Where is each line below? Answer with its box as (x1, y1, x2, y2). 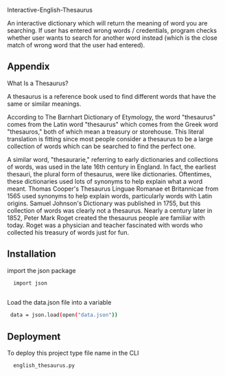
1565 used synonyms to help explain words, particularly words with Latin (7, 191, 213, 200)
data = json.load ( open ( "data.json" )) (10, 312, 118, 318)
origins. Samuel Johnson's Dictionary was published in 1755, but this (7, 199, 201, 207)
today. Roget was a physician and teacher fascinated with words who (7, 221, 204, 229)
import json (13, 279, 48, 287)
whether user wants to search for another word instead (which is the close (7, 34, 217, 42)
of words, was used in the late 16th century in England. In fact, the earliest (7, 163, 216, 171)
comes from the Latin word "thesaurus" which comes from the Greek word (7, 120, 218, 128)
